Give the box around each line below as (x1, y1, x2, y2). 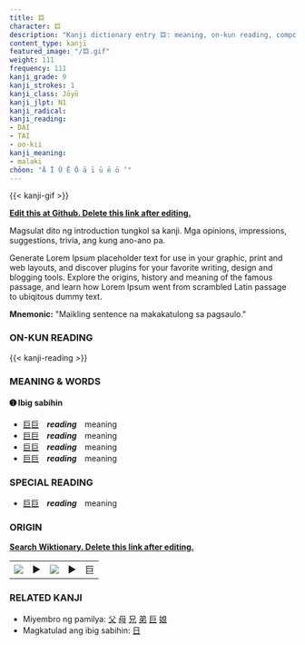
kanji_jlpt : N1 (9, 97, 67, 107)
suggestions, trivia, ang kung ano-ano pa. (9, 235, 166, 246)
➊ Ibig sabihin (9, 397, 64, 409)
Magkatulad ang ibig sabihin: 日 (22, 624, 141, 636)
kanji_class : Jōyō (9, 89, 79, 98)
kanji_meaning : (9, 148, 67, 157)
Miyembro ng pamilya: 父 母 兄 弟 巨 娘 (22, 613, 168, 624)
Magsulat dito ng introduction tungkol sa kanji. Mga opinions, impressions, (9, 225, 288, 236)
